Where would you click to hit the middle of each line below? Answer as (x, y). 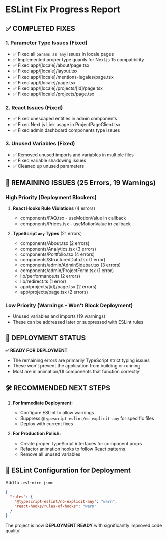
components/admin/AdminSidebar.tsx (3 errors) (71, 265)
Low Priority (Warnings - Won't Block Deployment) (69, 306)
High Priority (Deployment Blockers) (51, 197)
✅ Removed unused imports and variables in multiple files (73, 155)
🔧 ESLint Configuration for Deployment (68, 470)
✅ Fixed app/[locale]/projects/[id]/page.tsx (58, 88)
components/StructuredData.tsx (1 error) (63, 260)
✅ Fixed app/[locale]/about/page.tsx (51, 65)
